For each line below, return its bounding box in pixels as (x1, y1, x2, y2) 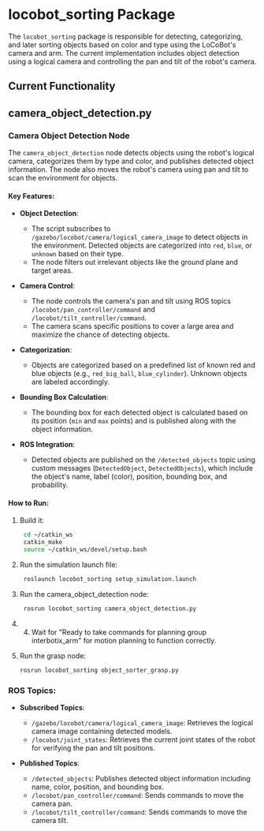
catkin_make (23, 538, 63, 546)
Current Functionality (8, 80, 116, 93)
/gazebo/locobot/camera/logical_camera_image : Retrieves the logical (31, 717, 254, 727)
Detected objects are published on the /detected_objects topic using (31, 455, 256, 464)
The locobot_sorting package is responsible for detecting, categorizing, (8, 32, 243, 41)
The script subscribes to (31, 224, 111, 233)
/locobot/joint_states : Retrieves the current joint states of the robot (31, 735, 256, 744)
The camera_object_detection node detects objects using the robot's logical (8, 148, 255, 158)
